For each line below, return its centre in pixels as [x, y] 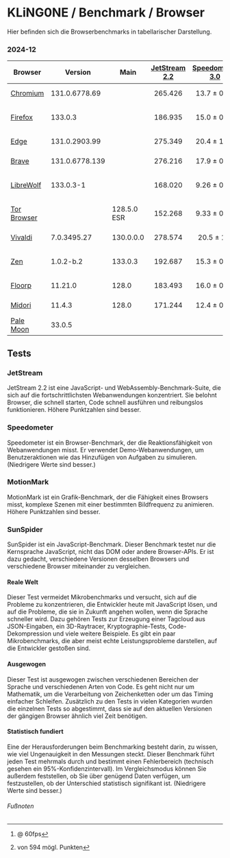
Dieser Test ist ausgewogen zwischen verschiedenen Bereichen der [103, 679]
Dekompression [29, 634]
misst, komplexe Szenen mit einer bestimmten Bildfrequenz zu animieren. [111, 504]
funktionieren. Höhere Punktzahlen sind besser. [74, 410]
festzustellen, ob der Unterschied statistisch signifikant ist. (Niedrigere [106, 783]
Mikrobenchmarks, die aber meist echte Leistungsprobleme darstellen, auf [112, 641]
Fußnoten [21, 806]
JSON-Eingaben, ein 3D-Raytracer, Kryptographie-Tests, [87, 627]
